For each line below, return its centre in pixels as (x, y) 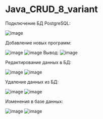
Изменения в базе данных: (34, 101)
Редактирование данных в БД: (38, 62)
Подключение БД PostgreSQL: (38, 23)
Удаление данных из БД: (32, 82)
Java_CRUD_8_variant (52, 9)
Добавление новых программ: (38, 43)
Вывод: (51, 52)
